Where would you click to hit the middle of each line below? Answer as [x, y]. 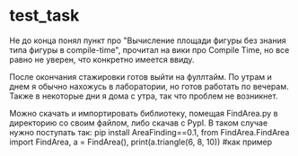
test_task [44, 16]
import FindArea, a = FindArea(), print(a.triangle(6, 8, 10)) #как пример [141, 142]
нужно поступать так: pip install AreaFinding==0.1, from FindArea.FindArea [149, 132]
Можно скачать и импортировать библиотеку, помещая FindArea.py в [144, 113]
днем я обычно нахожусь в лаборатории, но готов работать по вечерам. [149, 86]
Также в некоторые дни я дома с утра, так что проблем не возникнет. [144, 96]
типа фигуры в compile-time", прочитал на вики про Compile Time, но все [149, 49]
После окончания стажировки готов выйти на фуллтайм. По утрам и [140, 76]
